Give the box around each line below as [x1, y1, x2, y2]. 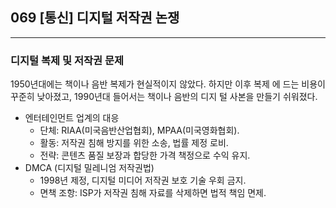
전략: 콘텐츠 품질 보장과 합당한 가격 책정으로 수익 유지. [39, 149, 251, 162]
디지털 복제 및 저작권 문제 [10, 53, 125, 67]
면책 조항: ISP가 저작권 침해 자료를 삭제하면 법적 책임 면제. [39, 187, 267, 199]
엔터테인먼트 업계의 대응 [24, 112, 120, 124]
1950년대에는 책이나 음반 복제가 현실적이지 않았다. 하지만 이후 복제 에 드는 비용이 [10, 78, 326, 90]
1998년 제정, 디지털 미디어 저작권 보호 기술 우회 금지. [39, 174, 247, 187]
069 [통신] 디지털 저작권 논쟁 [10, 9, 180, 27]
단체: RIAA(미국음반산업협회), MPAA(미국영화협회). [39, 124, 240, 137]
